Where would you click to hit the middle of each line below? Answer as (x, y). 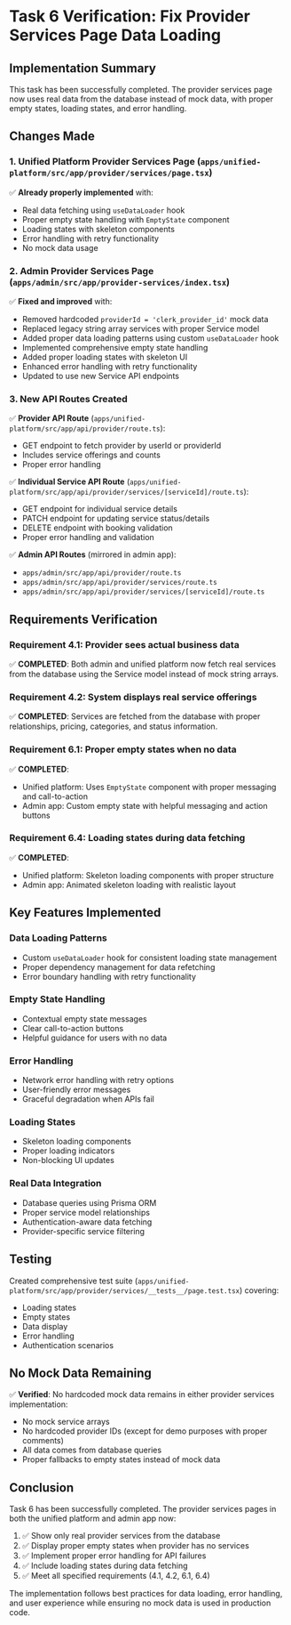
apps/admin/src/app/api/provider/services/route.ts (119, 583)
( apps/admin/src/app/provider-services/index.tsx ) (120, 282)
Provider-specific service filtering (83, 1231)
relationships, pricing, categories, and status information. (114, 726)
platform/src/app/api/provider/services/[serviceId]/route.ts (126, 493)
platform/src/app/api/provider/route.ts (85, 429)
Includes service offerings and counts (91, 455)
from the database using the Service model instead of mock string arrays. (144, 674)
